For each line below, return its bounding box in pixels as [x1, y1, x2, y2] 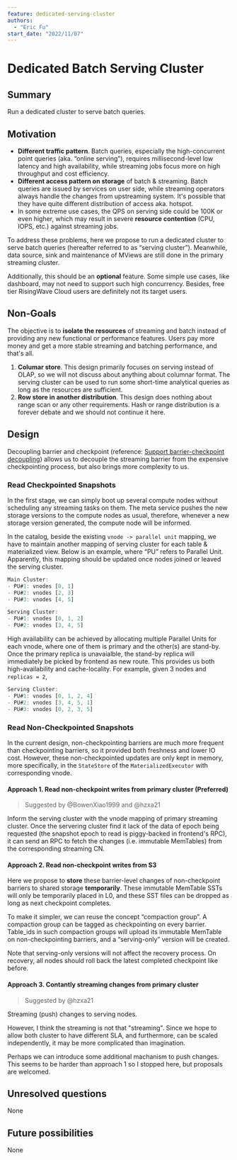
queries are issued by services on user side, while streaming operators [17, 185, 225, 193]
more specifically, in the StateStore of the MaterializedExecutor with [7, 761, 209, 769]
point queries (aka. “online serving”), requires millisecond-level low [17, 154, 214, 163]
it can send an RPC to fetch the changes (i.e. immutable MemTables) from [7, 837, 223, 846]
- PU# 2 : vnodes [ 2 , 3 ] [7, 589, 74, 596]
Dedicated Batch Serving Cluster [7, 61, 204, 76]
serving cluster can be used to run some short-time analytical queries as [17, 377, 230, 386]
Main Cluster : [7, 576, 50, 583]
